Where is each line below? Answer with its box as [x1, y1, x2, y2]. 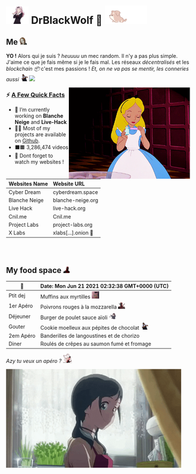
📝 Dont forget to [14, 152, 54, 160]
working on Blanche [14, 112, 64, 119]
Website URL [52, 180, 85, 187]
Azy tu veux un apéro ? [6, 357, 62, 364]
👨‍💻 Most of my [14, 125, 51, 132]
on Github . [14, 137, 40, 144]
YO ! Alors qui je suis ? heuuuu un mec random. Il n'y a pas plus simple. [6, 53, 178, 59]
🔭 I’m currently [14, 106, 50, 113]
